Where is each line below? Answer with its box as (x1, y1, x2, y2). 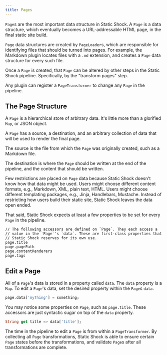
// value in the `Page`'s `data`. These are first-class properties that (5, 231, 162, 236)
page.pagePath (5, 244, 35, 250)
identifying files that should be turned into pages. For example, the (5, 47, 142, 53)
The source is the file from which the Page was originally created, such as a (5, 145, 160, 151)
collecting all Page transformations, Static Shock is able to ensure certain (5, 334, 154, 339)
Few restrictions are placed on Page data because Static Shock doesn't (5, 175, 151, 182)
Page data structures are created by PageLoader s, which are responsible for (5, 41, 159, 48)
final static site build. (5, 32, 48, 38)
